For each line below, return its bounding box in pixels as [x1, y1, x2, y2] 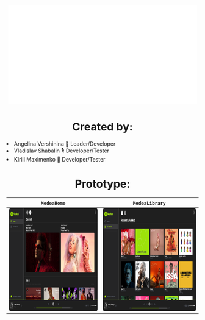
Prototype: [74, 177, 131, 191]
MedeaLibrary [132, 200, 166, 206]
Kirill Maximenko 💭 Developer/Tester [14, 156, 106, 163]
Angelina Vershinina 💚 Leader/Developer [14, 140, 116, 148]
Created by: [72, 120, 133, 134]
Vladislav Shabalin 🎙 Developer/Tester [14, 147, 110, 154]
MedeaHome [40, 200, 66, 206]
